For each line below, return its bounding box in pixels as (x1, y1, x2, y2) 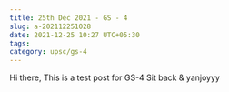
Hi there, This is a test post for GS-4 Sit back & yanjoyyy (9, 72, 221, 83)
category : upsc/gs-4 (9, 47, 88, 56)
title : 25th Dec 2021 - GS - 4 (9, 13, 128, 23)
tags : (9, 38, 30, 48)
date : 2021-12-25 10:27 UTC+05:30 (9, 30, 141, 39)
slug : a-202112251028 (9, 22, 92, 31)
